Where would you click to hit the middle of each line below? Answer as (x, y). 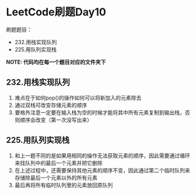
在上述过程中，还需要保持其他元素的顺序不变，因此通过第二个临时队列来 (102, 170)
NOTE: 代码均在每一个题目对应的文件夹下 (56, 62)
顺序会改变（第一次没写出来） (56, 120)
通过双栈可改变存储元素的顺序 (51, 105)
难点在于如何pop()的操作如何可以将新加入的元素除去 (78, 97)
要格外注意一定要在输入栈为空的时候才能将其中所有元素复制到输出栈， (100, 112)
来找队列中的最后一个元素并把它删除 (59, 163)
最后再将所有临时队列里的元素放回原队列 (64, 185)
